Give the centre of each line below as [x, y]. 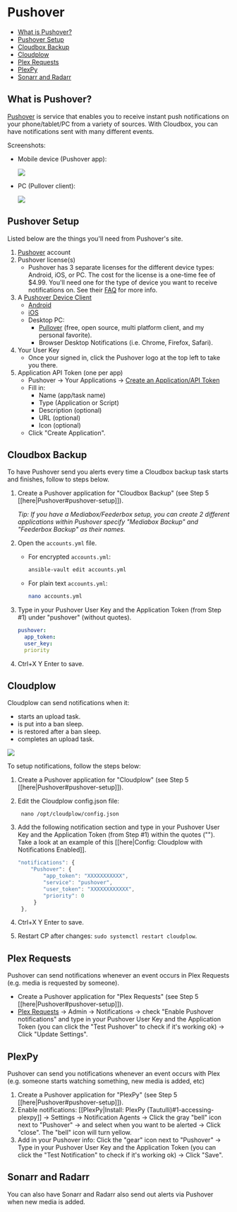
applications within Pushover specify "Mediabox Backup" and [108, 522]
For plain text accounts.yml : [68, 583]
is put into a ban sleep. [50, 724]
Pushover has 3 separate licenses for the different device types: [121, 267]
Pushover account [44, 252]
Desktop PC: [46, 320]
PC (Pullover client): [47, 185]
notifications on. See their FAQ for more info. [93, 290]
